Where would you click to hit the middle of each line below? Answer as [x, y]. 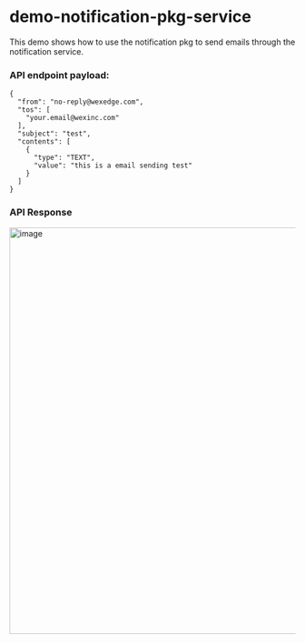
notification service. [47, 51]
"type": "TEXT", [64, 158]
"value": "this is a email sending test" [113, 166]
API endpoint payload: [59, 75]
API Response [41, 213]
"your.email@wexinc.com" [73, 118]
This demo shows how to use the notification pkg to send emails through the [152, 42]
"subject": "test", [54, 134]
